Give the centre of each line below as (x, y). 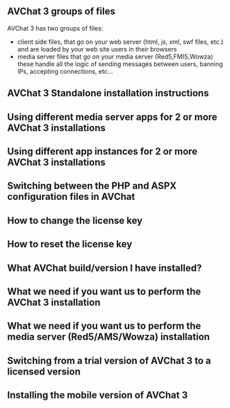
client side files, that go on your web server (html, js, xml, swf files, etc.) (120, 42)
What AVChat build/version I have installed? (105, 268)
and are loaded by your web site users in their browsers (97, 49)
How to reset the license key (70, 244)
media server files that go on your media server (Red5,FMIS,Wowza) (115, 56)
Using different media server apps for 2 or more (112, 117)
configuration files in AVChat (71, 197)
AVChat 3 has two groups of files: (55, 28)
